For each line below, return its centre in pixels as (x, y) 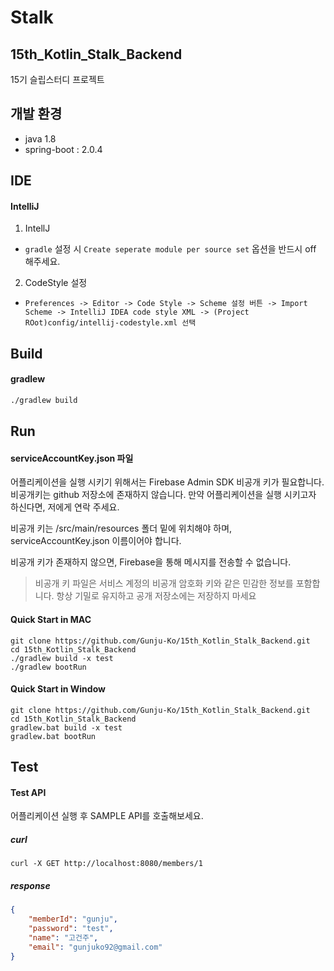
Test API (28, 792)
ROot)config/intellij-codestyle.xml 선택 (110, 323)
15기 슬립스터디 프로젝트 (57, 79)
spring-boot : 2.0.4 (63, 149)
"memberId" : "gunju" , (73, 919)
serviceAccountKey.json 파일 (72, 458)
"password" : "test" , (71, 929)
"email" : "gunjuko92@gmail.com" (95, 947)
